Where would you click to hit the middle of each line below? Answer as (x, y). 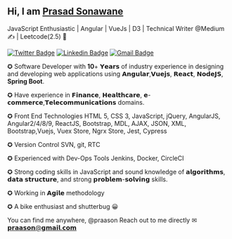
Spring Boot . (26, 81)
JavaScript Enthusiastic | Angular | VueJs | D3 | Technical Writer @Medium (116, 28)
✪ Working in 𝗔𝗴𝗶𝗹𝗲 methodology (56, 193)
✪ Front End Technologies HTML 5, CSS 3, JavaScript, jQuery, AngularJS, (114, 116)
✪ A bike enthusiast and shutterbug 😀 (63, 206)
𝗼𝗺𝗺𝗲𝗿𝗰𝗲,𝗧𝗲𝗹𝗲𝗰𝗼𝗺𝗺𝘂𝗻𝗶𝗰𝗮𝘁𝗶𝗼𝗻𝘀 (62, 102)
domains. (131, 102)
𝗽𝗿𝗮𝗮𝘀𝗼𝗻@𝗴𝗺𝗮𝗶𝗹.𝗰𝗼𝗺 (42, 227)
